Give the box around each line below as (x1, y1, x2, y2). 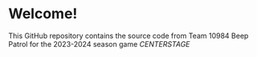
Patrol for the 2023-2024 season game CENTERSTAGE (8, 39, 190, 48)
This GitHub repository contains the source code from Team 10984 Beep (8, 31, 249, 40)
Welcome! (8, 5, 78, 23)
